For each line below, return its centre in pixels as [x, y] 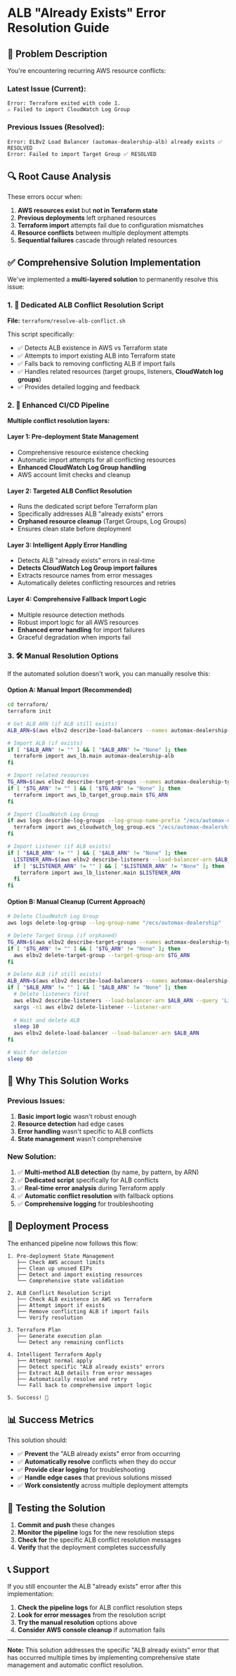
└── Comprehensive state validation [70, 1280]
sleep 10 [26, 1027]
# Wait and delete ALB [47, 1020]
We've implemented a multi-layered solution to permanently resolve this [113, 280]
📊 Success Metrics [51, 1420]
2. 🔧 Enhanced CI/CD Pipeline [59, 405]
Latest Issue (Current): [47, 89]
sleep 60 [20, 1059]
